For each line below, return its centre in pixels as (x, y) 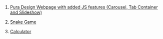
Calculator (20, 31)
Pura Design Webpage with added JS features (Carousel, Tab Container (84, 7)
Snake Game (23, 22)
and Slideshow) (26, 12)
